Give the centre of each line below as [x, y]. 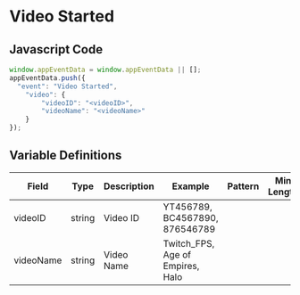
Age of [177, 254]
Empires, [181, 266]
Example [191, 186]
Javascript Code [56, 49]
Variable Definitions [66, 156]
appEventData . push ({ [48, 78]
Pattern [243, 186]
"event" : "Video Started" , [67, 86]
